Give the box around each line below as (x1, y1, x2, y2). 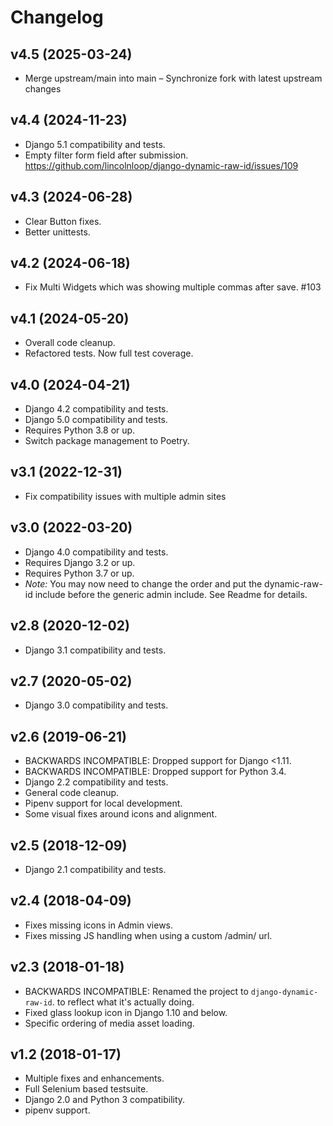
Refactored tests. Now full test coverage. (24, 347, 194, 360)
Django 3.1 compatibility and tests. (24, 644, 167, 656)
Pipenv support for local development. (24, 797, 183, 810)
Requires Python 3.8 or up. (24, 424, 136, 436)
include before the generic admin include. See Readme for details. (34, 588, 308, 600)
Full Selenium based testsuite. (24, 1083, 149, 1095)
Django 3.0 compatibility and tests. (24, 699, 169, 711)
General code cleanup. (24, 787, 120, 799)
